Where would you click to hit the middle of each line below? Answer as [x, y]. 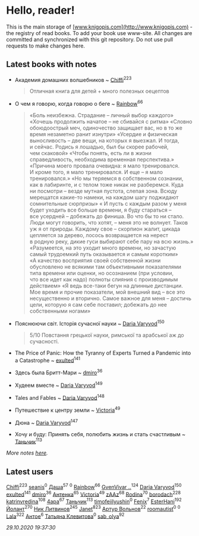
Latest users [30, 472]
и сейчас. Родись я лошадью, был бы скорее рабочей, [99, 147]
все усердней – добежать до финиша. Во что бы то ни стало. [107, 216]
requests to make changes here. [45, 46]
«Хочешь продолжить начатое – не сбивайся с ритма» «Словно [111, 122]
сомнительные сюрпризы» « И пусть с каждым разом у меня [108, 204]
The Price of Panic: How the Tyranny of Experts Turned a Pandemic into [103, 353]
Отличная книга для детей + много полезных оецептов [99, 91]
